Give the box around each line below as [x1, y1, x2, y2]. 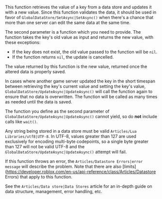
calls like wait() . [5, 119, 38, 124]
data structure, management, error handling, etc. [5, 189, 103, 194]
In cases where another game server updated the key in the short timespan [5, 78, 156, 84]
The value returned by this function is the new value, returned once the [5, 63, 147, 69]
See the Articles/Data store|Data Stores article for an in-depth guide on [5, 183, 153, 189]
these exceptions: [5, 40, 41, 45]
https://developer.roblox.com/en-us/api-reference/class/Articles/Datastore [6, 169, 156, 175]
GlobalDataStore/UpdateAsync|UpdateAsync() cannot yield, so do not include [5, 114, 158, 119]
